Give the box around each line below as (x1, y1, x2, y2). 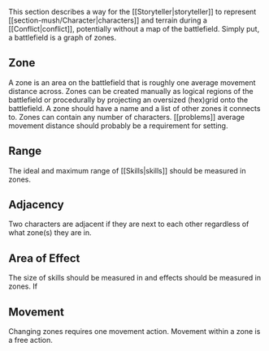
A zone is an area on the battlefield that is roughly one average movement (8, 77, 256, 88)
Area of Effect (8, 251, 80, 265)
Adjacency (8, 198, 64, 212)
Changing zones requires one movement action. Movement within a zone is (8, 327, 261, 336)
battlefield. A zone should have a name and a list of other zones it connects (8, 103, 261, 113)
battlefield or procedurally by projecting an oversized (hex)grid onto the (8, 95, 249, 105)
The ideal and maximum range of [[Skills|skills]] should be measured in (8, 165, 246, 175)
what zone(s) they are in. (8, 228, 92, 238)
